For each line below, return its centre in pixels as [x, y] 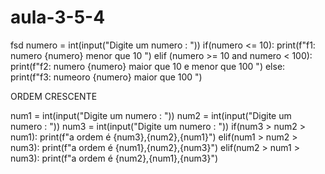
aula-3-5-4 [58, 17]
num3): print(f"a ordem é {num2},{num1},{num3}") [114, 158]
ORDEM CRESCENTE [54, 96]
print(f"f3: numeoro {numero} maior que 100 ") [106, 77]
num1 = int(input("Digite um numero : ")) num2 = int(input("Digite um [151, 115]
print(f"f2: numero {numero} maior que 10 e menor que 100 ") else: [148, 66]
